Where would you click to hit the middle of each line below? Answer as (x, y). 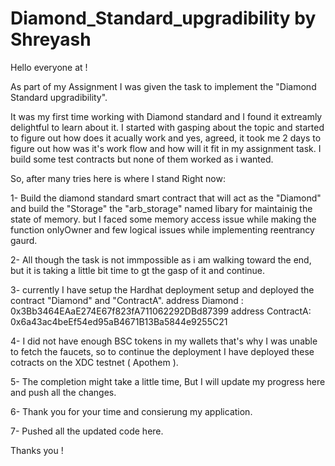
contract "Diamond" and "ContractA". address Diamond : (127, 300)
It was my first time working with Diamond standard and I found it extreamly (166, 116)
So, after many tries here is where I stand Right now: (118, 178)
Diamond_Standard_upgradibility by (163, 18)
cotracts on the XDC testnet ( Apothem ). (94, 362)
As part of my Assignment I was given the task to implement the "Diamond (163, 86)
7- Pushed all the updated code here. (87, 431)
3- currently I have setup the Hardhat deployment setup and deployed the (162, 289)
